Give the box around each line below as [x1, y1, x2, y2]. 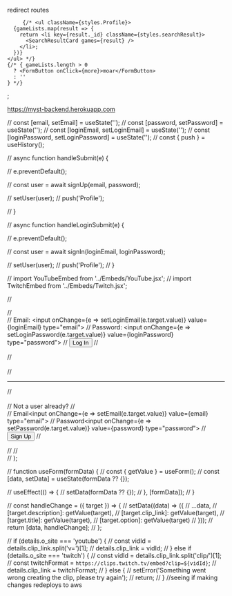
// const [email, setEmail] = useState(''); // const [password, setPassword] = [7, 119, 224, 126]
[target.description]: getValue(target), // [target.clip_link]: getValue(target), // [7, 509, 225, 517]
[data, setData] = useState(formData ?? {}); [7, 474, 130, 483]
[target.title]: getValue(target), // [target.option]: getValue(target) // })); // [7, 516, 213, 524]
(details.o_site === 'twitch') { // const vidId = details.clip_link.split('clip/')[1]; [7, 552, 222, 559]
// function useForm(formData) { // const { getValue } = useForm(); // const [7, 468, 220, 475]
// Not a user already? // [7, 402, 75, 410]
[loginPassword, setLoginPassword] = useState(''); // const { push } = [7, 133, 206, 141]
